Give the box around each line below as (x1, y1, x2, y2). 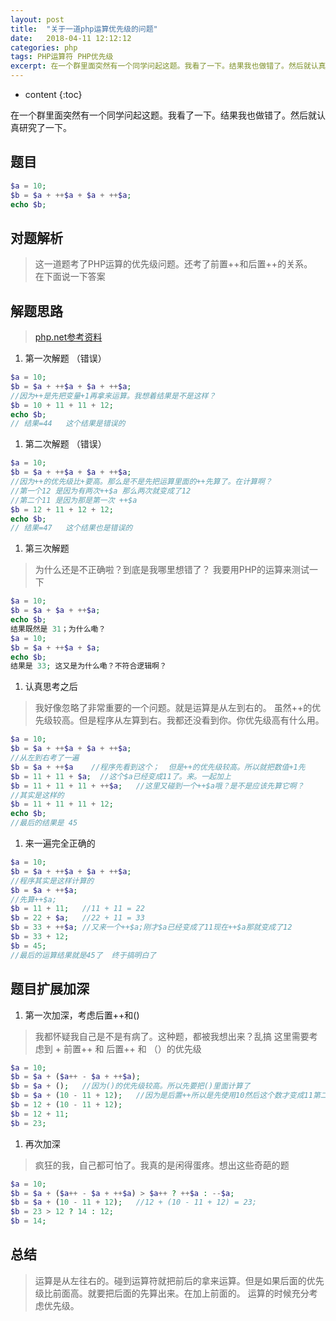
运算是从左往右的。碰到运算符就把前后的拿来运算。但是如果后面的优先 (34, 1274, 325, 1286)
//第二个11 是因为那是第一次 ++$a (10, 495, 138, 505)
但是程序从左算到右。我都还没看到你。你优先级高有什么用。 (78, 714, 325, 726)
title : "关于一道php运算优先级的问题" (10, 24, 158, 34)
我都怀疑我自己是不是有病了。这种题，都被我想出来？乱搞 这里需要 (34, 1030, 310, 1042)
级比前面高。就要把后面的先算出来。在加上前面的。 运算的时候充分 (34, 1287, 310, 1299)
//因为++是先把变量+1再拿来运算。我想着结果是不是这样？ (10, 391, 217, 401)
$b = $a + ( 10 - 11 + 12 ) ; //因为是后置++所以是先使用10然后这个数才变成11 (10, 1091, 313, 1101)
